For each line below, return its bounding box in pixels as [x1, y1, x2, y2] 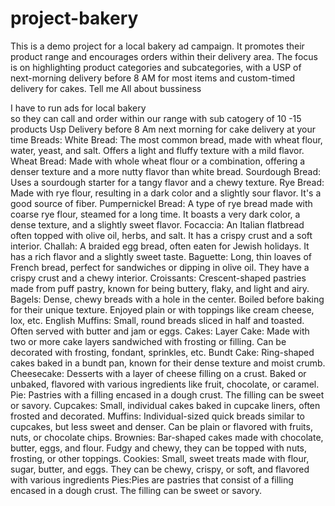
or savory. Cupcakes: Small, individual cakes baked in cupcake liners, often [10, 399, 321, 411]
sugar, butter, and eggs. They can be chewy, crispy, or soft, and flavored [10, 463, 310, 475]
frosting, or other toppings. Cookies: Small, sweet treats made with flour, [10, 452, 310, 464]
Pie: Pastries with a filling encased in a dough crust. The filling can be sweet [10, 388, 325, 401]
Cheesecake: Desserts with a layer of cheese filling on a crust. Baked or [10, 367, 307, 379]
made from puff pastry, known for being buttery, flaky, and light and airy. [10, 282, 310, 294]
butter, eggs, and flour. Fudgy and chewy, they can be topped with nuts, [10, 442, 308, 454]
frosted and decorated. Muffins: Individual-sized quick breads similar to [10, 410, 305, 422]
